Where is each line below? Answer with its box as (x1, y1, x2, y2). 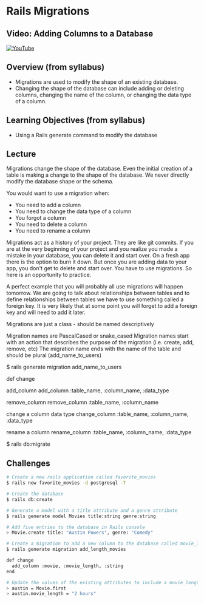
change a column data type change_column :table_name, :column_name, (6, 411, 189, 418)
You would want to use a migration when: (6, 189, 110, 197)
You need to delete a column (15, 220, 87, 228)
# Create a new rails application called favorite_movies (6, 474, 156, 480)
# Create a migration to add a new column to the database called (6, 540, 178, 547)
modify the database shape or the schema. (6, 178, 114, 185)
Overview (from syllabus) (6, 62, 105, 72)
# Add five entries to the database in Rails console (6, 524, 146, 530)
